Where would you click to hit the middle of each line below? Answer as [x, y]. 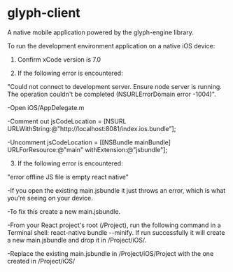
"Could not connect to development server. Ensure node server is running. [114, 86]
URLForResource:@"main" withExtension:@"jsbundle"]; [87, 149]
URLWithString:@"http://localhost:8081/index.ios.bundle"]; [92, 128]
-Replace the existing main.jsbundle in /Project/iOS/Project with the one [111, 253]
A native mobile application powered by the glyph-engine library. [100, 32]
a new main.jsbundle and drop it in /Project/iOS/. [77, 240]
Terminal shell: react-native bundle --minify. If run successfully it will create [116, 232]
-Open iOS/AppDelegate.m [46, 107]
